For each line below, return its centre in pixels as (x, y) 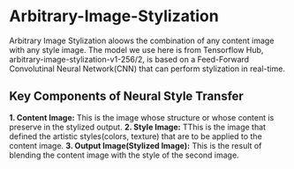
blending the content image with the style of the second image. (124, 155)
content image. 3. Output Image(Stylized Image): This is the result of (136, 145)
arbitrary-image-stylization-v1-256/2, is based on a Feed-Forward (129, 59)
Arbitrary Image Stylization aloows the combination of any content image (142, 40)
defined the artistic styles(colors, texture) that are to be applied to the (136, 136)
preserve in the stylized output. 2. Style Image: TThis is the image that (138, 127)
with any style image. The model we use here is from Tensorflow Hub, (136, 49)
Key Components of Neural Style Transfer (127, 96)
